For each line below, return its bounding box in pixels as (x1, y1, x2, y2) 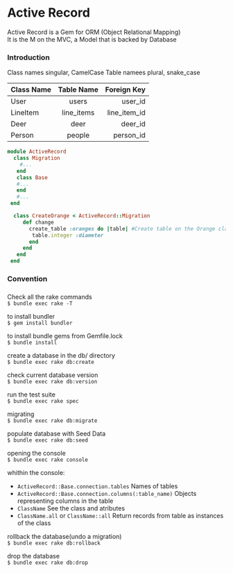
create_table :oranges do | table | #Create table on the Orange (28, 225, 216, 232)
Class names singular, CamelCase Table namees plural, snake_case (7, 68, 200, 77)
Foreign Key (105, 85, 146, 94)
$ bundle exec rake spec (7, 397, 79, 404)
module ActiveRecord (7, 148, 67, 156)
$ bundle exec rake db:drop (7, 559, 89, 566)
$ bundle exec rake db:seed (7, 436, 89, 444)
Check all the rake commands (7, 292, 92, 301)
